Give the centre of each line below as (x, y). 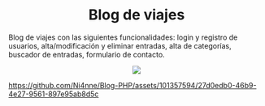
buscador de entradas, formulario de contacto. (87, 54)
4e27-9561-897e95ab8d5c (54, 94)
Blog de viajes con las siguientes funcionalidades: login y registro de (123, 37)
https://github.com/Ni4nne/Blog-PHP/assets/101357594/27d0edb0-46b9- (132, 85)
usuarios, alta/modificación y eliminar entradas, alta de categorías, (120, 45)
